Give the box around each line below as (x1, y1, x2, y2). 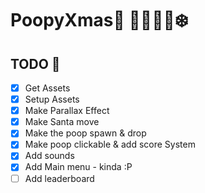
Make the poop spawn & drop (24, 127, 147, 139)
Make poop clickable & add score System (24, 138, 196, 151)
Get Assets (24, 82, 71, 94)
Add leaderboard (24, 172, 95, 184)
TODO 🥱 (10, 55, 61, 72)
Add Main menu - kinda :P (24, 161, 133, 173)
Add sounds (24, 150, 75, 162)
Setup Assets (24, 93, 80, 106)
